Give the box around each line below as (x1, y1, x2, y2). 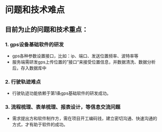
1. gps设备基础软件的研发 (5, 41, 64, 48)
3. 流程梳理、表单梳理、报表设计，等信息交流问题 (5, 104, 121, 111)
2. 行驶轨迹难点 (5, 78, 41, 85)
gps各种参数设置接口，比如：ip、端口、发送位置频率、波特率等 (12, 53, 139, 59)
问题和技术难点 (5, 4, 65, 16)
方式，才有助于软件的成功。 (12, 122, 68, 128)
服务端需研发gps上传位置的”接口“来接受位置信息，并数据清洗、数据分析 (12, 59, 156, 65)
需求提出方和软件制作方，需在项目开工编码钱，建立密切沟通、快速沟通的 (12, 115, 157, 121)
